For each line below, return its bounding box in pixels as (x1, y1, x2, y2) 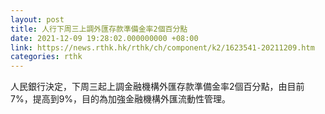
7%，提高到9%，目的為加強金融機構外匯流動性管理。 (10, 93, 232, 105)
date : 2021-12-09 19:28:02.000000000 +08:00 (10, 33, 199, 43)
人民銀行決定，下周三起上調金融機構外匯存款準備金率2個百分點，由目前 (10, 81, 305, 93)
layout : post (10, 14, 65, 25)
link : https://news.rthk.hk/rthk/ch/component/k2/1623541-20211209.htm (10, 42, 315, 53)
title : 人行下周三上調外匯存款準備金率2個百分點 (10, 24, 188, 34)
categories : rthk (10, 52, 83, 62)
